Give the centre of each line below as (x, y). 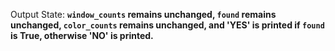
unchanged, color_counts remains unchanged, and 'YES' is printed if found (167, 25)
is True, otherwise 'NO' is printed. (82, 35)
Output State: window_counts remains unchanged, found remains (143, 14)
